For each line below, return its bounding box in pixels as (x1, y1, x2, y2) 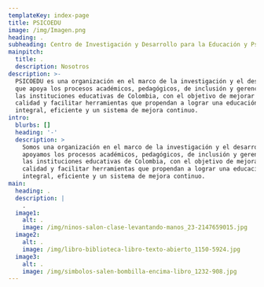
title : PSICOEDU (8, 19, 61, 27)
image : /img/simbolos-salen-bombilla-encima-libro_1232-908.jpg (22, 267, 237, 275)
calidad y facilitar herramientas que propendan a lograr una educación (15, 99, 258, 107)
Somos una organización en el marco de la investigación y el (22, 143, 230, 151)
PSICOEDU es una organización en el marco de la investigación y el (15, 77, 244, 85)
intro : (8, 114, 30, 122)
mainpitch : (8, 48, 44, 56)
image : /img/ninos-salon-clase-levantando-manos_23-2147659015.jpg (22, 223, 247, 232)
